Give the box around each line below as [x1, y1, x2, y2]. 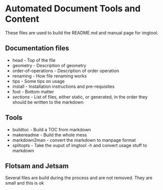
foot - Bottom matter [12, 88, 54, 94]
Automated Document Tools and [5, 3, 141, 14]
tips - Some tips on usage [12, 78, 65, 84]
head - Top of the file [12, 57, 56, 63]
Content [5, 13, 40, 25]
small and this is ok [5, 180, 44, 186]
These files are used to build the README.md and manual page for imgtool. [5, 30, 159, 36]
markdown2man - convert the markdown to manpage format [12, 137, 136, 143]
